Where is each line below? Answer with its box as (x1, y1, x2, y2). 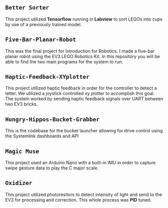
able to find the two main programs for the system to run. (5, 59, 123, 65)
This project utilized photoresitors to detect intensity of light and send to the (5, 191, 162, 197)
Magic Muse (5, 147, 39, 155)
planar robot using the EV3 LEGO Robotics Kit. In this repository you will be (5, 53, 160, 59)
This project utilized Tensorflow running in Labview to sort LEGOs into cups (5, 16, 163, 22)
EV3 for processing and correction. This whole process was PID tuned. (5, 196, 152, 202)
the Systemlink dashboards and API (5, 133, 79, 139)
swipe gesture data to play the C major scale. (5, 165, 99, 171)
